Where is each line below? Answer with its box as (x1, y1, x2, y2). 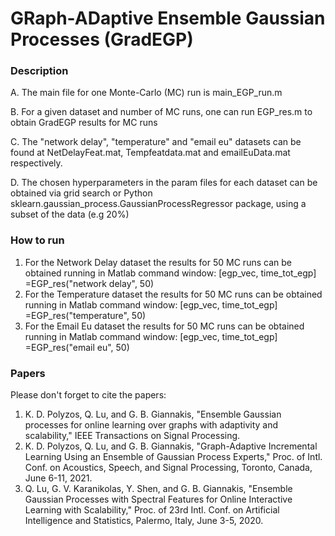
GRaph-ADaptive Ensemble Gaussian (10, 7, 326, 30)
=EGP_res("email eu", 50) (24, 341, 130, 353)
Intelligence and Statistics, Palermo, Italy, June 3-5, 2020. (24, 515, 264, 527)
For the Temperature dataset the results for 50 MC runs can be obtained (24, 288, 323, 300)
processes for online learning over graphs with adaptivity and (24, 419, 279, 431)
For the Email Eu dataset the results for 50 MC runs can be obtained (24, 320, 305, 332)
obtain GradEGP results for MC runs (10, 117, 158, 129)
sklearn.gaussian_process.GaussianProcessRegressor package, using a (10, 198, 307, 210)
